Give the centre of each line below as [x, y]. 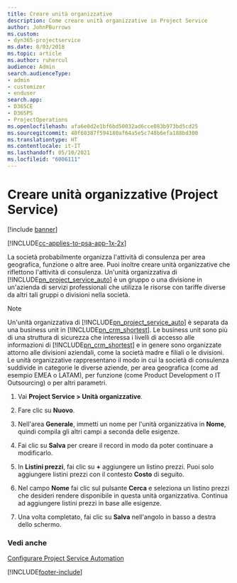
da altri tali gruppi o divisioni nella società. [69, 294]
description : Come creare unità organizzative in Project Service [108, 21]
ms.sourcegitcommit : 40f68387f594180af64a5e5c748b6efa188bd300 [103, 133]
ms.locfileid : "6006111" [44, 160]
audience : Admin [31, 67]
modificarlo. [35, 453]
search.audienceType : [39, 73]
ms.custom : [23, 34]
